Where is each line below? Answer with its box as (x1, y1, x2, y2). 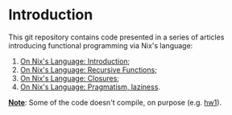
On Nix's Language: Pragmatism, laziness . (19, 82, 161, 92)
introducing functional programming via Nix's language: (8, 40, 193, 50)
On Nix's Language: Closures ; (19, 73, 119, 83)
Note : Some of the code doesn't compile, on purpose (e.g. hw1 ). (8, 97, 222, 107)
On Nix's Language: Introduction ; (19, 56, 130, 66)
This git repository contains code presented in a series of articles (8, 32, 225, 42)
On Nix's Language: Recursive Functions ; (19, 64, 157, 74)
